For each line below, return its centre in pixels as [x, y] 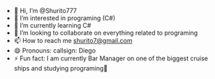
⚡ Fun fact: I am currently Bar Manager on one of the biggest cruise [111, 58]
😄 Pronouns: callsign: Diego [55, 51]
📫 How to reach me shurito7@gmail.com [73, 41]
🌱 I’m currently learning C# [52, 25]
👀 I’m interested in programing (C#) [65, 18]
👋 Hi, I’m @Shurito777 [45, 11]
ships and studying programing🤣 [61, 68]
